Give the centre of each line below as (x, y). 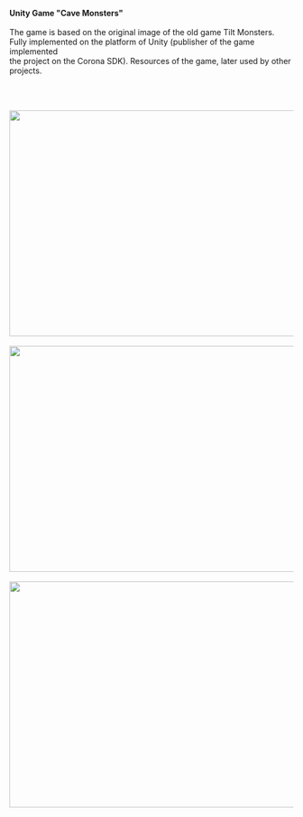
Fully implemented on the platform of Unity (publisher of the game (132, 42)
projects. (26, 70)
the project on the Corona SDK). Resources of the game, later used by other (150, 61)
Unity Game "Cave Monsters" (66, 13)
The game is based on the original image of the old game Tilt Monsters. (142, 32)
